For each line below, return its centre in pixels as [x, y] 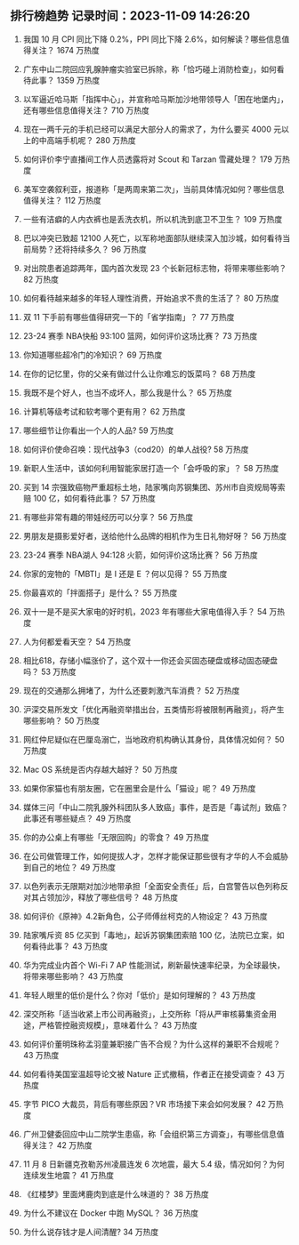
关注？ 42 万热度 [61, 1145]
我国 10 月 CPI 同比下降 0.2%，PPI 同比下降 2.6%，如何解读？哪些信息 [152, 39]
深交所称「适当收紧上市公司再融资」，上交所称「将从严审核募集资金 [146, 1014]
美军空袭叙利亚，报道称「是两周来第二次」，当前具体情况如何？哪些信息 [154, 189]
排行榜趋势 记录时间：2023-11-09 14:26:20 [130, 16]
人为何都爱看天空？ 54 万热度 [77, 641]
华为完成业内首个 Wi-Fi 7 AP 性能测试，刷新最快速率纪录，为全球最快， [154, 965]
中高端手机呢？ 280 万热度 [87, 140]
